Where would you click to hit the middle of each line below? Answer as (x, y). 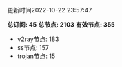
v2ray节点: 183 (38, 39)
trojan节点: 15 (36, 56)
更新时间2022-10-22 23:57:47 (50, 10)
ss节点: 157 (33, 48)
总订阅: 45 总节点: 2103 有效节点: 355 (61, 25)
